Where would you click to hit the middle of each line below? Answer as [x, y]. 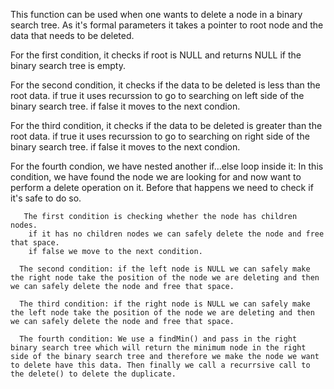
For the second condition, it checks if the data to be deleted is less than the [165, 85]
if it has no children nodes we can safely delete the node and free [176, 234]
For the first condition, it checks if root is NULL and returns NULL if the [156, 55]
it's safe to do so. [46, 198]
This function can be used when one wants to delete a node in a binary [156, 14]
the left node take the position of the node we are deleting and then [162, 313]
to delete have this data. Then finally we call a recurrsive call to [160, 365]
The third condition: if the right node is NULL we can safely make [165, 304]
